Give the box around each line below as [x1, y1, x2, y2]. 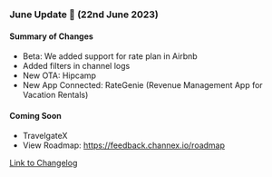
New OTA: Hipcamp [22, 70, 97, 81]
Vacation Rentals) [22, 90, 89, 101]
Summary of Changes [9, 31, 93, 42]
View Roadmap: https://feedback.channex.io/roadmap [22, 140, 225, 151]
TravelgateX [22, 131, 68, 142]
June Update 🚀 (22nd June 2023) [9, 8, 159, 21]
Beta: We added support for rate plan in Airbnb [22, 51, 198, 62]
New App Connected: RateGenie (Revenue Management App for [22, 80, 263, 91]
